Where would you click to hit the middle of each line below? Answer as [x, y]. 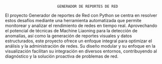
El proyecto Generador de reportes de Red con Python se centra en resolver [81, 15]
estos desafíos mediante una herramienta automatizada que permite [73, 20]
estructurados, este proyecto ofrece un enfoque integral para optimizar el [79, 41]
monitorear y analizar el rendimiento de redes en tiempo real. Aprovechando [81, 26]
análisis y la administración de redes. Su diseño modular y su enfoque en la [80, 46]
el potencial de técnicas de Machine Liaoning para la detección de [71, 31]
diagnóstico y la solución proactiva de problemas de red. [62, 56]
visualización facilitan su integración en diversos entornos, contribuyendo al [81, 51]
